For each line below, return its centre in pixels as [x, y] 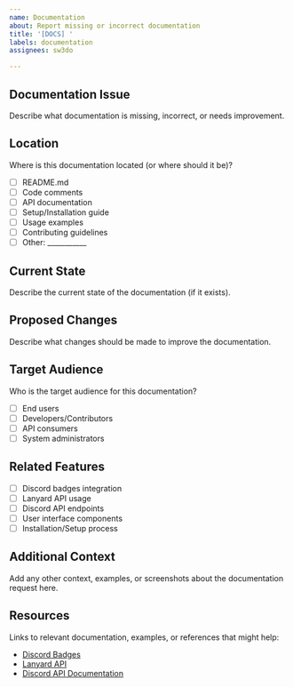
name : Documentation [48, 17]
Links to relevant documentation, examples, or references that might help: [144, 637]
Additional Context [62, 557]
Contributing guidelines [65, 233]
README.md [45, 182]
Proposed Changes [63, 320]
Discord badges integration [72, 488]
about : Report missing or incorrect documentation [105, 26]
